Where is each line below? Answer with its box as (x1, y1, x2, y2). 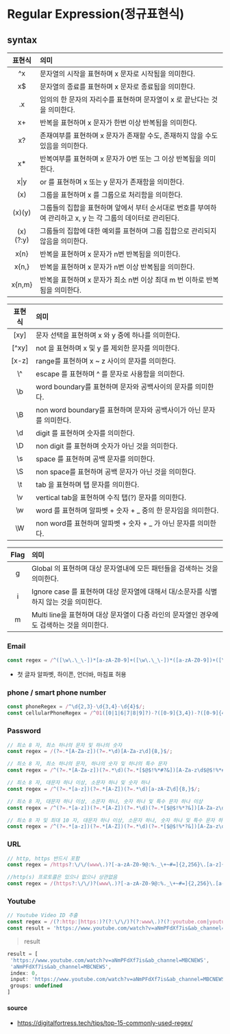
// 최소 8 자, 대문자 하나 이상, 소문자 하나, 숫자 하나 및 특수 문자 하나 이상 (7, 798, 203, 805)
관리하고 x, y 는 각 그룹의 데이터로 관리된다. (47, 214, 180, 223)
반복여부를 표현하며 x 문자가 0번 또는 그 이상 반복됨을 (40, 154, 202, 164)
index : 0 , (10, 969, 38, 976)
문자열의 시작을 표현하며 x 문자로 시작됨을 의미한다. (40, 69, 196, 78)
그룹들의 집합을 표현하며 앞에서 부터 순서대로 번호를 (40, 203, 196, 212)
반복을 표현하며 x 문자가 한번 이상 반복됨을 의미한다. (40, 118, 197, 127)
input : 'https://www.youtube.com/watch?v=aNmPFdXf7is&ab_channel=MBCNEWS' (10, 976, 228, 983)
